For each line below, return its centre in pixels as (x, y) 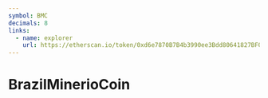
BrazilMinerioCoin (69, 85)
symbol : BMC (28, 16)
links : (19, 30)
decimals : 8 (28, 23)
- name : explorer (44, 38)
